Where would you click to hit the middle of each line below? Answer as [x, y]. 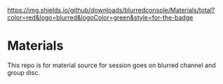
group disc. [24, 72]
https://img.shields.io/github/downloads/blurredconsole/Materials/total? [111, 10]
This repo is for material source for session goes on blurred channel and [111, 65]
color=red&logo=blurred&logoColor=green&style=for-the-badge [100, 17]
